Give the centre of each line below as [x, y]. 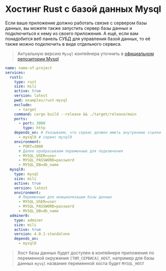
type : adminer [29, 220]
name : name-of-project [29, 68]
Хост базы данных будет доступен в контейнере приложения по [86, 253]
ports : [21, 119]
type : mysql [26, 174]
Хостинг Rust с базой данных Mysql [83, 9]
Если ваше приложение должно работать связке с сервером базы [76, 23]
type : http [34, 128]
